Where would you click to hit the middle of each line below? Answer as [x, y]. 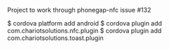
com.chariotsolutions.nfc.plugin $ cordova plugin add [84, 31]
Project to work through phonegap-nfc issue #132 [79, 10]
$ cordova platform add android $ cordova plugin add [85, 23]
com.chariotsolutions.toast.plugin [55, 38]
